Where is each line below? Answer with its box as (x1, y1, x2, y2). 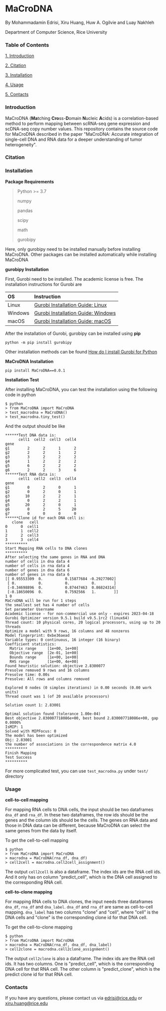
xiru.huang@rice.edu (5, 1001, 48, 1007)
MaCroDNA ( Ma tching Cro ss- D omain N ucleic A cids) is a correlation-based (5, 115, 159, 121)
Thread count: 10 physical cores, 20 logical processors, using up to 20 (5, 620, 161, 625)
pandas (17, 207, 33, 213)
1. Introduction (5, 53, 35, 59)
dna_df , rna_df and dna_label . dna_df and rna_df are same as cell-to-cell (5, 904, 153, 910)
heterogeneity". (5, 141, 37, 147)
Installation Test (5, 377, 39, 383)
